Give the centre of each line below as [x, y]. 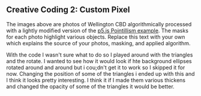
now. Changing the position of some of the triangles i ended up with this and [100, 73]
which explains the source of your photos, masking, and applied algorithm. [98, 43]
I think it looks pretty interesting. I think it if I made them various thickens [96, 80]
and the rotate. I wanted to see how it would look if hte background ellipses [99, 61]
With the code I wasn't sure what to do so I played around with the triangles [100, 55]
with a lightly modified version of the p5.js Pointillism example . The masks [97, 30]
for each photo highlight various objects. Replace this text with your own [96, 37]
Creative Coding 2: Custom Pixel [68, 10]
